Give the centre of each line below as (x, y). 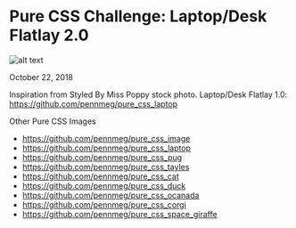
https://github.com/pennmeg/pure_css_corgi (104, 204)
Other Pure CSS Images (53, 121)
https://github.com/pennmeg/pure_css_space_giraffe (119, 214)
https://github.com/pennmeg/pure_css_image (106, 138)
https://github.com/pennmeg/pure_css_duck (104, 185)
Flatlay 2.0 (49, 35)
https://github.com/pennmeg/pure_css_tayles (106, 167)
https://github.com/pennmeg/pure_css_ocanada (111, 195)
